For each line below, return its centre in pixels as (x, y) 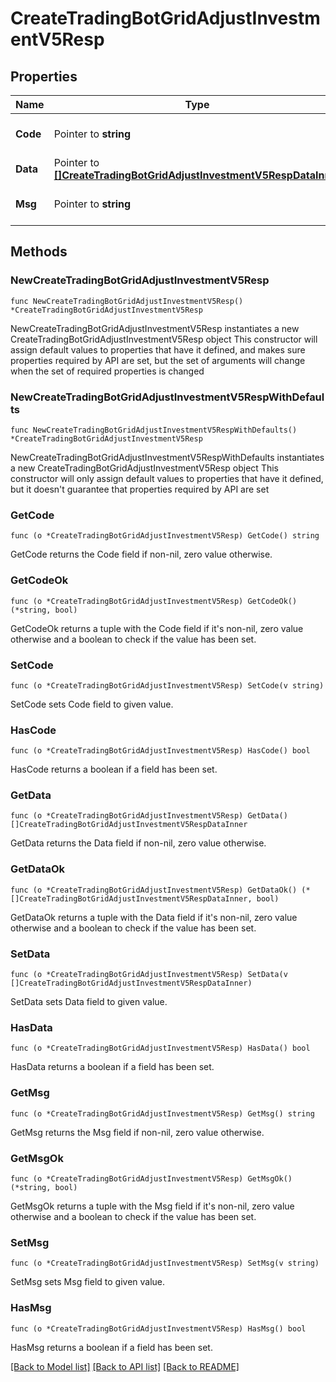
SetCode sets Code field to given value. (92, 704)
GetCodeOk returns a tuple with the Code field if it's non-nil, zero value (157, 628)
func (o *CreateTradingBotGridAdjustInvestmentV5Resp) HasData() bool (160, 1048)
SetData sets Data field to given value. (89, 1002)
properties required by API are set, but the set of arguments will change (158, 360)
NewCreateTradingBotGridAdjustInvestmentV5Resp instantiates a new (155, 328)
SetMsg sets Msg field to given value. (88, 1282)
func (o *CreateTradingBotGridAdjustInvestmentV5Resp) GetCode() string (165, 536)
